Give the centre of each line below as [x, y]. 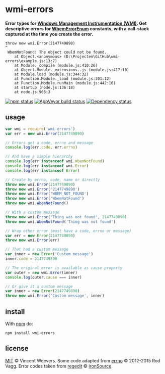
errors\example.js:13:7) [31, 61]
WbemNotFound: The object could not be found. [57, 52]
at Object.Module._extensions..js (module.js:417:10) [72, 70]
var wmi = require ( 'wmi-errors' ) [40, 129]
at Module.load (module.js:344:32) [52, 74]
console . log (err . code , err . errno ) [42, 148]
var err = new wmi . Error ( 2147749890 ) [45, 133]
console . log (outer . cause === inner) [44, 277]
